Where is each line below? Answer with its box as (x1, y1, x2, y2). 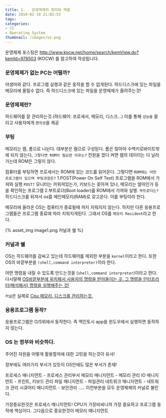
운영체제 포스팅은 (5, 49, 39, 55)
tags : (5, 16, 16, 21)
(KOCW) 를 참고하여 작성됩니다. (37, 55, 99, 61)
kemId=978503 (5, 55, 36, 61)
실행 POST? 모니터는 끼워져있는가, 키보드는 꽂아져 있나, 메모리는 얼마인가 (14, 181, 154, 187)
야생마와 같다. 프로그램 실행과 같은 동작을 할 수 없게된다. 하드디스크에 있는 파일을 (5, 82, 161, 88)
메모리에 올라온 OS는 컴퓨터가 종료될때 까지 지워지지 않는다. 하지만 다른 (5, 204, 144, 210)
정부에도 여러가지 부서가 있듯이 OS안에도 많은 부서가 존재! (5, 361, 117, 367)
